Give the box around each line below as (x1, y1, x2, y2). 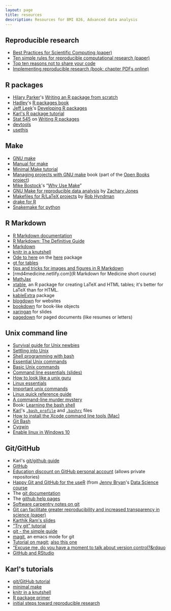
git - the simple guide (12, 528, 58, 534)
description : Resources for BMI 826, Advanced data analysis (5, 17, 138, 22)
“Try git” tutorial (12, 523, 46, 529)
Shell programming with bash (12, 353, 75, 359)
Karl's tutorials (5, 564, 53, 573)
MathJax (12, 276, 32, 282)
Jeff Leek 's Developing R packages (12, 105, 88, 111)
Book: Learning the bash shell (12, 402, 75, 408)
